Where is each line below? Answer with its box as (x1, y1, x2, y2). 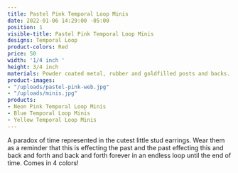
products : (7, 97, 37, 104)
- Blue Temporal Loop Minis (7, 110, 91, 117)
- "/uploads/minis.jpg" (7, 90, 78, 97)
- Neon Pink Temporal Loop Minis (7, 103, 107, 110)
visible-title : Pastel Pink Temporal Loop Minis (7, 30, 154, 38)
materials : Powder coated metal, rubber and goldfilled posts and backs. (7, 70, 231, 77)
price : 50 (7, 51, 37, 58)
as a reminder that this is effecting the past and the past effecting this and (7, 143, 224, 152)
